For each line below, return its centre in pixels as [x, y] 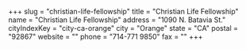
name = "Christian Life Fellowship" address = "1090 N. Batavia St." [117, 20]
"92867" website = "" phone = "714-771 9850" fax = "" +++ [106, 36]
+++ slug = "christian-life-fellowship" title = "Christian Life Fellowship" [124, 11]
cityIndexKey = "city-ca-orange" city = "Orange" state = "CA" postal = [123, 28]
